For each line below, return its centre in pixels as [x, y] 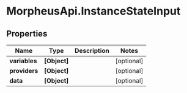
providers [24, 71]
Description [92, 51]
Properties [27, 34]
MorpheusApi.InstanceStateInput [94, 11]
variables [23, 61]
